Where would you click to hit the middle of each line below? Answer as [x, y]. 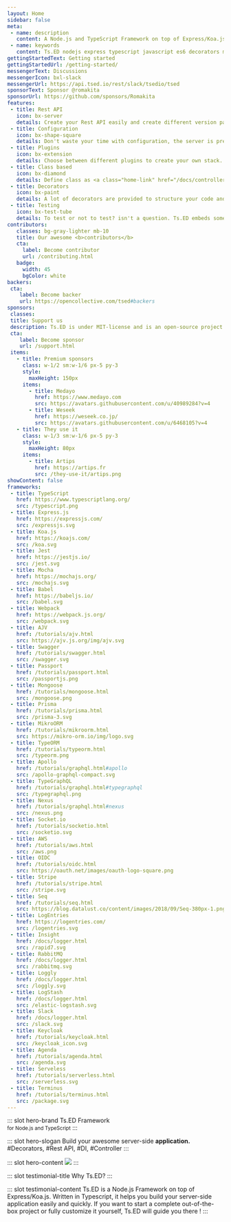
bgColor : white [44, 276]
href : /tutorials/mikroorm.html [63, 730]
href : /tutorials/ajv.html [55, 634]
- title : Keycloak [36, 1031]
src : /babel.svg [40, 602]
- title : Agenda [33, 1050]
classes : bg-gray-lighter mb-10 [63, 231]
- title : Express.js [40, 513]
